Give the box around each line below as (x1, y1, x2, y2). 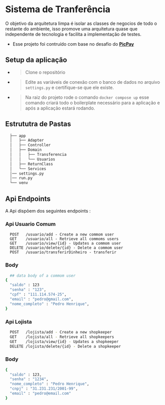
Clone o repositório (25, 69, 66, 75)
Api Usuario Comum (5, 220, 56, 227)
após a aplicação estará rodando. (25, 105, 95, 111)
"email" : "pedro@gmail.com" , (10, 296, 73, 301)
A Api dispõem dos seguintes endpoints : (5, 208, 91, 214)
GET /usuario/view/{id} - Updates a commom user (10, 241, 121, 246)
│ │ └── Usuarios (10, 156, 56, 162)
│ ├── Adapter (10, 138, 44, 143)
